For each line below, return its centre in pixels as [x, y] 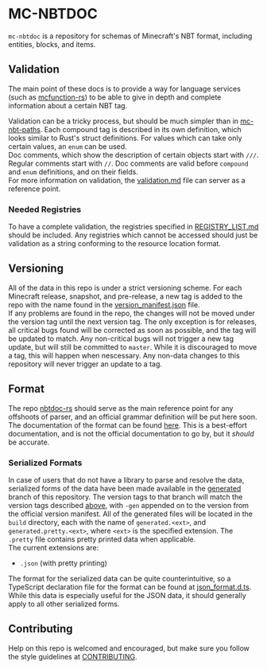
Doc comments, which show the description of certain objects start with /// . [133, 155]
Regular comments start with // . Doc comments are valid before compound [128, 163]
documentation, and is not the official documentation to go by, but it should [131, 433]
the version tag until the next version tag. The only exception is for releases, [132, 321]
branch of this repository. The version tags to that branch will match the [126, 497]
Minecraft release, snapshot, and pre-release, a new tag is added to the [126, 296]
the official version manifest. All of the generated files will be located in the [130, 514]
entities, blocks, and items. [52, 44]
